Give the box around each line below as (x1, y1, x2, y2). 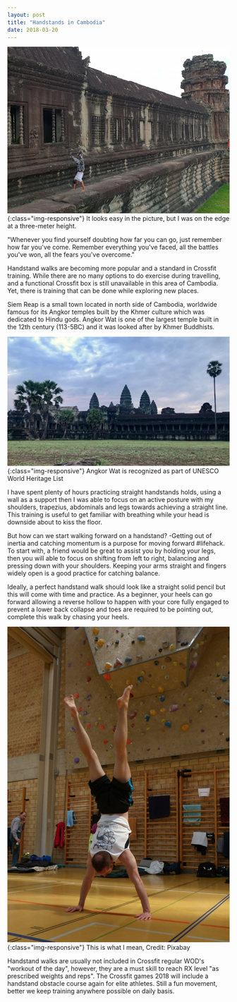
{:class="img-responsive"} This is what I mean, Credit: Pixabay (7, 943, 190, 951)
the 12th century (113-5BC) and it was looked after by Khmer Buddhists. (7, 323, 215, 331)
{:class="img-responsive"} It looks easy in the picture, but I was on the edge (7, 214, 230, 223)
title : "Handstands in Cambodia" (7, 18, 106, 26)
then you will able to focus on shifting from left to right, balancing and (7, 554, 209, 562)
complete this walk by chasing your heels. (7, 612, 129, 621)
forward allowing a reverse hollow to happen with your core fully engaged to (7, 597, 229, 606)
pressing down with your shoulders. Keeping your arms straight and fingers (7, 561, 227, 570)
